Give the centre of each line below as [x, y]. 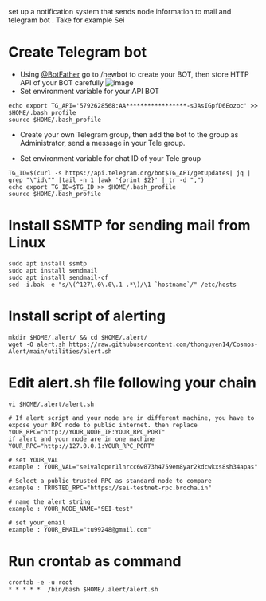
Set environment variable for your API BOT [89, 91]
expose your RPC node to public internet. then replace [103, 425]
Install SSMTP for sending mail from [129, 226]
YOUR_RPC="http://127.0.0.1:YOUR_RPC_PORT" [82, 446]
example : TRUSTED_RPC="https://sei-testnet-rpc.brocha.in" [110, 488]
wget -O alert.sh [37, 344]
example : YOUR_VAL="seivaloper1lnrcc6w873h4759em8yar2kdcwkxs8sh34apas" [133, 467]
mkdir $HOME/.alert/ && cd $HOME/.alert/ [78, 337]
